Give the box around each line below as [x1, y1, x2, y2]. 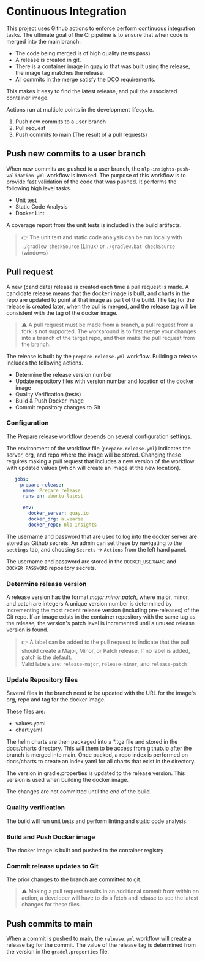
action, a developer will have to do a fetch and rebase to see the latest [21, 894, 199, 901]
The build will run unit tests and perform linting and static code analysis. [6, 817, 188, 825]
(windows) [21, 249, 48, 256]
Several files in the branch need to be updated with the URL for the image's [6, 689, 196, 697]
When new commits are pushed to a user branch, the [6, 164, 141, 172]
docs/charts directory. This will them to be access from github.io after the [6, 744, 192, 752]
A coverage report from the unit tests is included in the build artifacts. [6, 221, 182, 228]
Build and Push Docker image [6, 833, 95, 841]
